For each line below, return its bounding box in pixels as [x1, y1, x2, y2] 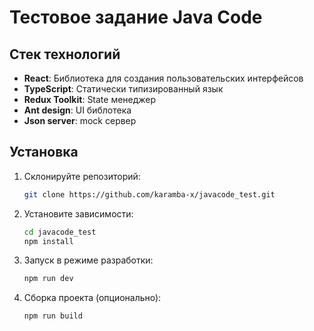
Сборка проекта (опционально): [23, 292, 162, 304]
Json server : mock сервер [23, 115, 137, 126]
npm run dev [23, 274, 74, 284]
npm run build [23, 311, 83, 321]
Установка [9, 144, 79, 161]
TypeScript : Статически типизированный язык [23, 83, 224, 95]
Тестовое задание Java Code [9, 6, 263, 29]
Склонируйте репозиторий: [23, 170, 141, 182]
